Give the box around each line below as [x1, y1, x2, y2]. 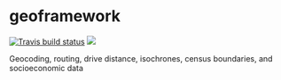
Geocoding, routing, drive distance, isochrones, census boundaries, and [9, 53, 273, 63]
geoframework [9, 6, 121, 26]
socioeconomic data [9, 62, 84, 73]
